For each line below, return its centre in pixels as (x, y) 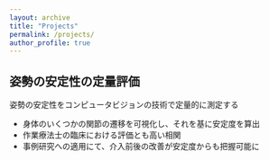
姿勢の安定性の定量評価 (74, 81)
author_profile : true (50, 43)
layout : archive (40, 18)
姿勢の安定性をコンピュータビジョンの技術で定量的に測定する (124, 105)
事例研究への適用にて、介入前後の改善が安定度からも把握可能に (141, 147)
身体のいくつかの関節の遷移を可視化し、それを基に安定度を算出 (141, 124)
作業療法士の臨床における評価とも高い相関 (102, 135)
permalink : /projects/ (52, 34)
